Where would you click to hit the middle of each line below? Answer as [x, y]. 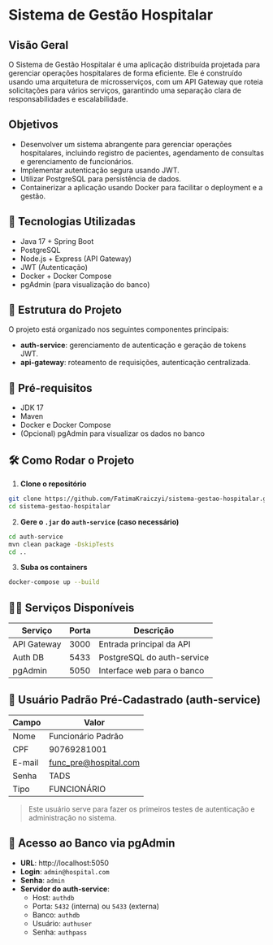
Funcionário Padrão [86, 736]
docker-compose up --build [54, 582]
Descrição [154, 630]
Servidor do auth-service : [65, 889]
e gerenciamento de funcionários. [77, 161]
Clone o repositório [53, 484]
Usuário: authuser [62, 923]
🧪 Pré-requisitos [50, 388]
